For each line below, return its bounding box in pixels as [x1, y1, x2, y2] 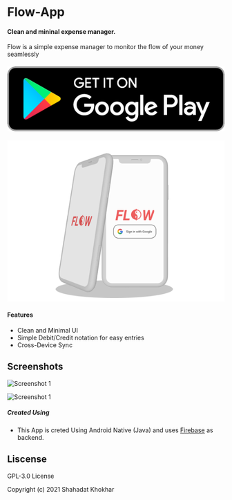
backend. [17, 433, 44, 441]
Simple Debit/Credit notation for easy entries [17, 333, 145, 342]
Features [7, 311, 33, 319]
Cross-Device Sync [17, 341, 73, 349]
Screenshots [7, 361, 64, 373]
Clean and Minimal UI [17, 326, 78, 335]
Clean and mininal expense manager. [7, 27, 116, 35]
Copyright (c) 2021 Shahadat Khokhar [7, 485, 115, 493]
